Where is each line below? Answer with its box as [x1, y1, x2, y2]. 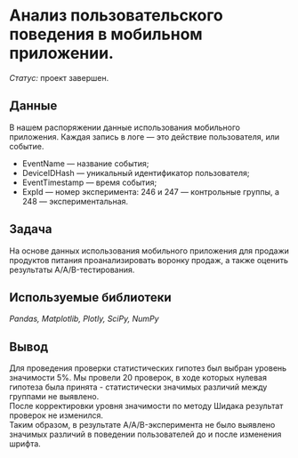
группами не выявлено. [9, 391, 100, 402]
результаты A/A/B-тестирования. [9, 264, 135, 275]
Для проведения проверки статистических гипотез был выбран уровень [9, 363, 287, 374]
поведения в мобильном [9, 24, 203, 44]
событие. [9, 141, 44, 151]
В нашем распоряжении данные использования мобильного [9, 122, 240, 133]
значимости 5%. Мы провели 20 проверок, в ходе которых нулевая [9, 373, 267, 383]
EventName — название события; [21, 157, 149, 169]
